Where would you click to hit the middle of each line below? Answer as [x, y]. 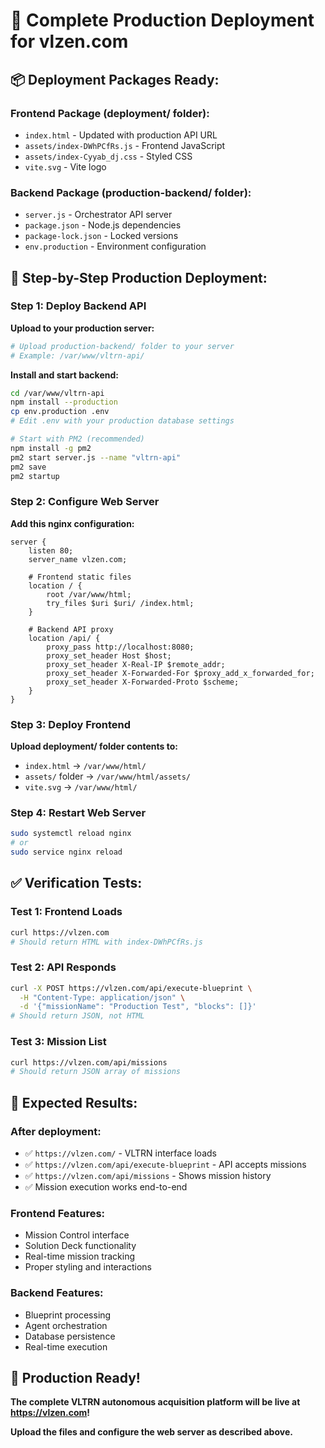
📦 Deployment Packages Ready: [115, 79]
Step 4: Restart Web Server [78, 812]
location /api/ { [64, 638]
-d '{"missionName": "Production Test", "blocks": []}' [138, 1007]
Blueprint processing [68, 1315]
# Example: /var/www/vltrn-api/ [77, 355]
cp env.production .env [60, 412]
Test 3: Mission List [58, 1042]
